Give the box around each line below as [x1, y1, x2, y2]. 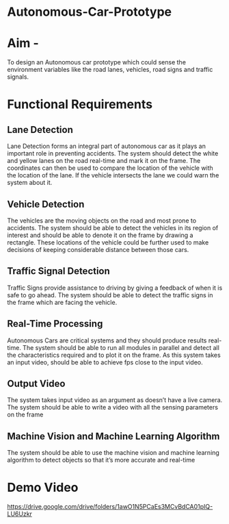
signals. [7, 73, 29, 81]
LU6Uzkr [7, 510, 33, 518]
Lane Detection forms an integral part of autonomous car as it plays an [7, 142, 206, 151]
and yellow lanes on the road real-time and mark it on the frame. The [7, 157, 201, 165]
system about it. [7, 179, 53, 187]
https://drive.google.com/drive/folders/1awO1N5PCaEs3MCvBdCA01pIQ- [7, 503, 213, 511]
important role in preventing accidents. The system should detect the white [7, 149, 219, 158]
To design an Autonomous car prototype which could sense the [7, 58, 187, 66]
